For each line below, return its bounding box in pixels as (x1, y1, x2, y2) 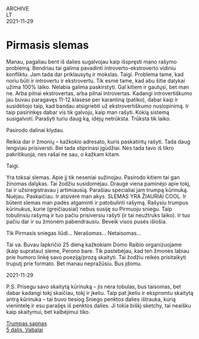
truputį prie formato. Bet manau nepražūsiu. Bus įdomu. (6, 260, 143, 267)
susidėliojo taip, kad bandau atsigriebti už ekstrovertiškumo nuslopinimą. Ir (6, 102, 189, 109)
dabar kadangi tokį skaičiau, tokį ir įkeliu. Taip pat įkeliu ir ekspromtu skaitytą (6, 289, 194, 296)
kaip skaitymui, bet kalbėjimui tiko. (6, 308, 90, 315)
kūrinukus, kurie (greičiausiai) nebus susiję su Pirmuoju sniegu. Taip (6, 205, 172, 212)
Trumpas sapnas (6, 319, 48, 327)
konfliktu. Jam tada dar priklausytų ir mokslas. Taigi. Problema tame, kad (6, 71, 184, 78)
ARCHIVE (6, 5, 30, 12)
